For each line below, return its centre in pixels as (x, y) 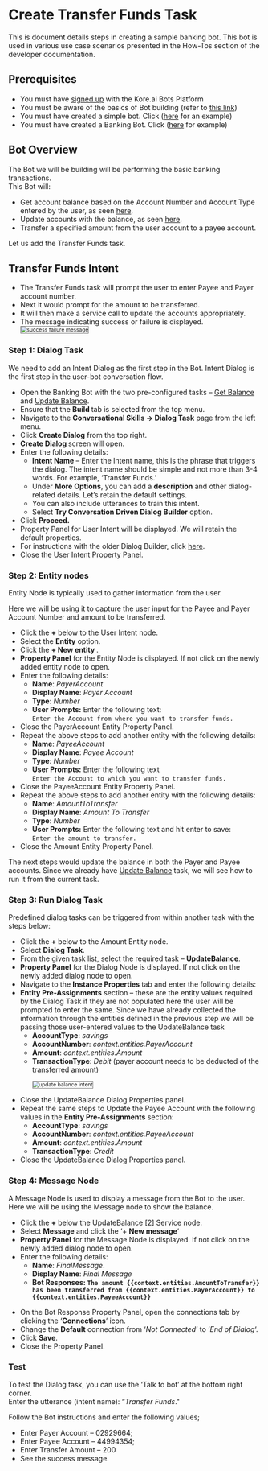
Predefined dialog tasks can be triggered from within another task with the (131, 917)
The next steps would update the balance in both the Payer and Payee (124, 862)
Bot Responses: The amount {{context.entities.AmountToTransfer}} (146, 1282)
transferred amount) (65, 1070)
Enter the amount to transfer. (84, 839)
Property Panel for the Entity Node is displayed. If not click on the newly (140, 658)
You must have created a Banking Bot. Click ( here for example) (124, 124)
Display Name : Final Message (82, 1274)
